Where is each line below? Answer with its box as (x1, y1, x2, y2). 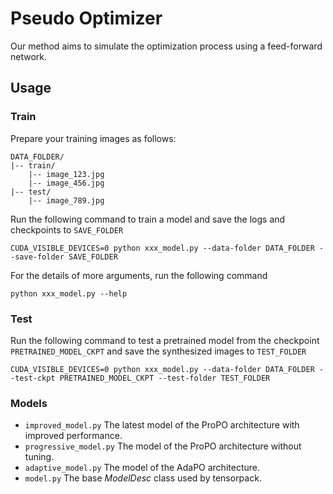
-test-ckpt (10, 373, 56, 383)
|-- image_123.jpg (28, 169, 105, 179)
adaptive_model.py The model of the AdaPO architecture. (24, 462, 260, 474)
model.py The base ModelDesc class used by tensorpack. (24, 472, 262, 484)
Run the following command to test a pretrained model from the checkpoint (10, 334, 320, 346)
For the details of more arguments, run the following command (10, 269, 268, 281)
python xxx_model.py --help (10, 288, 128, 299)
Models (10, 396, 48, 410)
